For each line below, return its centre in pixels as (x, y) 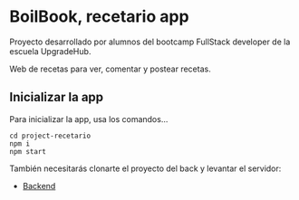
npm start (28, 151)
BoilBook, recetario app (99, 17)
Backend (39, 186)
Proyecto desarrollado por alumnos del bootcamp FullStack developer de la (150, 42)
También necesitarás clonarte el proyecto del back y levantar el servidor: (145, 168)
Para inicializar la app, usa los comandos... (89, 119)
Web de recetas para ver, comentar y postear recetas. (110, 69)
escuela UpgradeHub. (50, 51)
